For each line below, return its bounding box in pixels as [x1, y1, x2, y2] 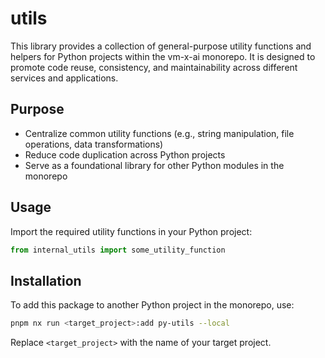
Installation [10, 272, 82, 289]
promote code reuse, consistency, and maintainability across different [10, 61, 298, 73]
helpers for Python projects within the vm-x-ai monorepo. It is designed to [10, 50, 316, 62]
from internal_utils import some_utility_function [10, 245, 226, 255]
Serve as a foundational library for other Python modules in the [24, 159, 285, 171]
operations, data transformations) [24, 138, 164, 150]
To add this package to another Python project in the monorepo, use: [10, 299, 295, 311]
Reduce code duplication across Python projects [24, 148, 226, 161]
